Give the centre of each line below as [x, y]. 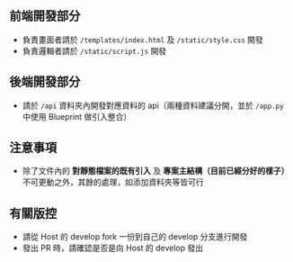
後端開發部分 [45, 82]
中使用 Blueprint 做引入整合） [77, 116]
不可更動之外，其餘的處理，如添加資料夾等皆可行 [113, 182]
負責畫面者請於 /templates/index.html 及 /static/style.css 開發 [142, 40]
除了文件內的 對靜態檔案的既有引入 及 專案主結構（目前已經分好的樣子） [155, 171]
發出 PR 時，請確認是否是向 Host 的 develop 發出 [113, 248]
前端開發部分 [45, 16]
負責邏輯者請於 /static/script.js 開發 [94, 50]
